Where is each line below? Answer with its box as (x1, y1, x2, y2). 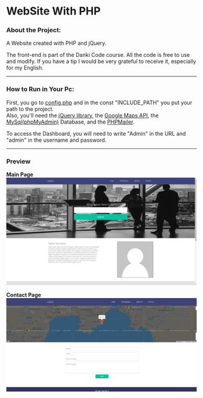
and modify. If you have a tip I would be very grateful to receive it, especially (6, 58, 196, 65)
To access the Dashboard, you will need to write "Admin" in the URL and (6, 130, 186, 137)
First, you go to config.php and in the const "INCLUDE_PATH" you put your (6, 99, 192, 106)
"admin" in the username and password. (6, 136, 107, 144)
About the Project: (6, 26, 62, 35)
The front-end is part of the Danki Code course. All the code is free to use (6, 51, 190, 59)
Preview (6, 157, 31, 165)
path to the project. (6, 105, 54, 113)
